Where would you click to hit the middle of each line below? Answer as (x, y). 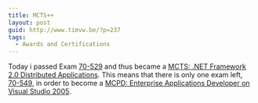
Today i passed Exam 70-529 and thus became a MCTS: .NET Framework (127, 66)
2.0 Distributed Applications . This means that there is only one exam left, (125, 75)
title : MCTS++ (31, 15)
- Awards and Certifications (63, 44)
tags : (17, 37)
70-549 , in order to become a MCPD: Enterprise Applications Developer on (129, 83)
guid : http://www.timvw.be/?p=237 (65, 30)
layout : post (29, 23)
